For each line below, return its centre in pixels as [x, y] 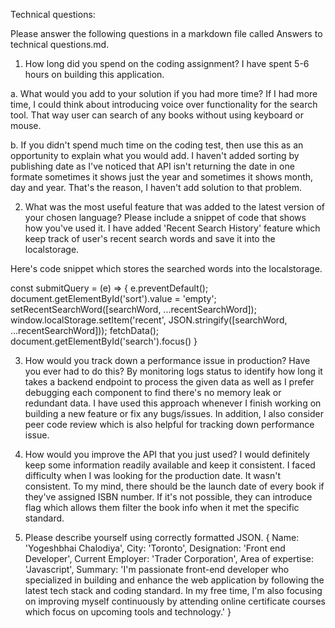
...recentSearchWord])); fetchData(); [85, 330]
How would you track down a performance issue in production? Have [167, 360]
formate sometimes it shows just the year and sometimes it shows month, [162, 177]
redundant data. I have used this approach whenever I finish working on [173, 403]
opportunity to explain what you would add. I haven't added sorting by [155, 155]
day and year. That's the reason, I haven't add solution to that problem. [156, 187]
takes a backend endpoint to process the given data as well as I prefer [169, 382]
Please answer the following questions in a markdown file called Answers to [166, 33]
